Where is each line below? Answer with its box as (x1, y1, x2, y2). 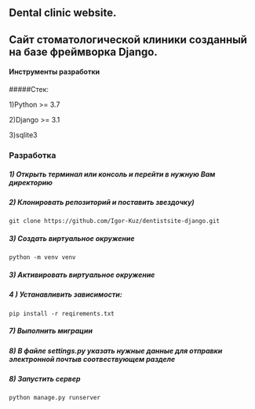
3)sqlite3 (9, 130, 38, 140)
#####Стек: (9, 84, 49, 93)
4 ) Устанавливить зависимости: (9, 290, 122, 299)
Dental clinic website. (9, 6, 117, 20)
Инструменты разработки (9, 67, 100, 77)
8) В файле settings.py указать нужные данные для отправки (9, 345, 223, 356)
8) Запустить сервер (9, 374, 81, 383)
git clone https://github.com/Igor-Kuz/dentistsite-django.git (9, 217, 220, 225)
